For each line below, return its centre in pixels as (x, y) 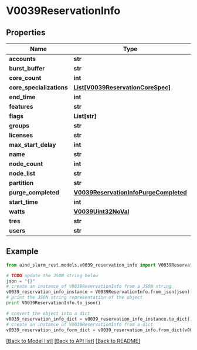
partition (21, 183)
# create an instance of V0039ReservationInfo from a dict (80, 324)
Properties (26, 33)
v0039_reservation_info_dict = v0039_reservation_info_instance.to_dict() (99, 319)
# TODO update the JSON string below (52, 275)
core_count (25, 78)
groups (19, 126)
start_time (23, 202)
